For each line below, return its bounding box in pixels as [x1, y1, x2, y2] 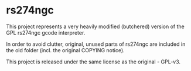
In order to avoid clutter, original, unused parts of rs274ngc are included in [6, 40, 186, 48]
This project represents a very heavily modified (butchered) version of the [6, 23, 185, 30]
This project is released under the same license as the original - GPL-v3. [6, 58, 180, 65]
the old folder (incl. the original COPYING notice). [6, 46, 125, 53]
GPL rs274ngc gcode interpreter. [6, 29, 86, 36]
